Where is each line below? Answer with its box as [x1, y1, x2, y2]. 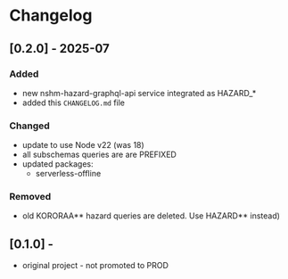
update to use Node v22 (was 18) [21, 140, 144, 151]
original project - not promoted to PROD [21, 260, 169, 271]
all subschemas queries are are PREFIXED [21, 149, 177, 160]
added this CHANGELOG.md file [21, 97, 126, 108]
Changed [9, 119, 51, 132]
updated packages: [21, 159, 94, 169]
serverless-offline [35, 168, 102, 179]
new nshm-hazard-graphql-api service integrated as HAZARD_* [21, 87, 257, 98]
